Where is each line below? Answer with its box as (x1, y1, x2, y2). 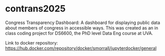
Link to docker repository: (5, 39, 58, 45)
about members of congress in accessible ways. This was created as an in (5, 24, 159, 30)
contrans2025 (5, 3, 66, 14)
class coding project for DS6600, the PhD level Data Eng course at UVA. (5, 30, 154, 36)
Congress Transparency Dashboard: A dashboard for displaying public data (5, 19, 161, 25)
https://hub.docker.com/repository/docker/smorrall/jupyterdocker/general (5, 45, 157, 51)
